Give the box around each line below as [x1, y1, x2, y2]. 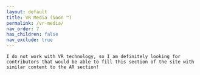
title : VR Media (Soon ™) [6, 15, 72, 21]
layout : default [6, 8, 47, 15]
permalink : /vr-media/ [6, 20, 64, 26]
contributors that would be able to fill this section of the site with [6, 59, 195, 65]
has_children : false [6, 31, 59, 37]
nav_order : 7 [6, 25, 40, 32]
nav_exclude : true [6, 37, 53, 43]
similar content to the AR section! [6, 64, 99, 70]
